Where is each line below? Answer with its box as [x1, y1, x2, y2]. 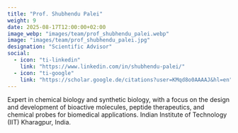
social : [7, 50, 30, 57]
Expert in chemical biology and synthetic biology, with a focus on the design [7, 96, 230, 104]
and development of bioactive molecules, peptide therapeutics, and [7, 103, 205, 112]
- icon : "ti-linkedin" [13, 57, 81, 64]
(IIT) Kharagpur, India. [7, 118, 72, 127]
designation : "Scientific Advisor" [7, 43, 113, 50]
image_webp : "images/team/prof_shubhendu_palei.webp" [7, 30, 170, 37]
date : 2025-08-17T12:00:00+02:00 [7, 23, 106, 30]
